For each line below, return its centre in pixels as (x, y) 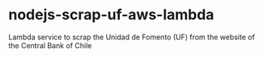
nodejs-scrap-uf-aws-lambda (111, 15)
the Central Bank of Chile (50, 45)
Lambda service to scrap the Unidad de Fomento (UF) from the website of (131, 37)
